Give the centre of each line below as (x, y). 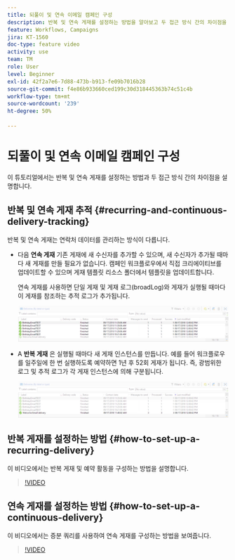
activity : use (28, 52)
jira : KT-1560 (28, 37)
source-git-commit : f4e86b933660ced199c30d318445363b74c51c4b (100, 89)
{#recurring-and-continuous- (161, 210)
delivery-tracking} (48, 222)
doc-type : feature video (43, 45)
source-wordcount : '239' (43, 104)
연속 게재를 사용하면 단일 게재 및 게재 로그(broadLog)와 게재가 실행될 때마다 (121, 287)
